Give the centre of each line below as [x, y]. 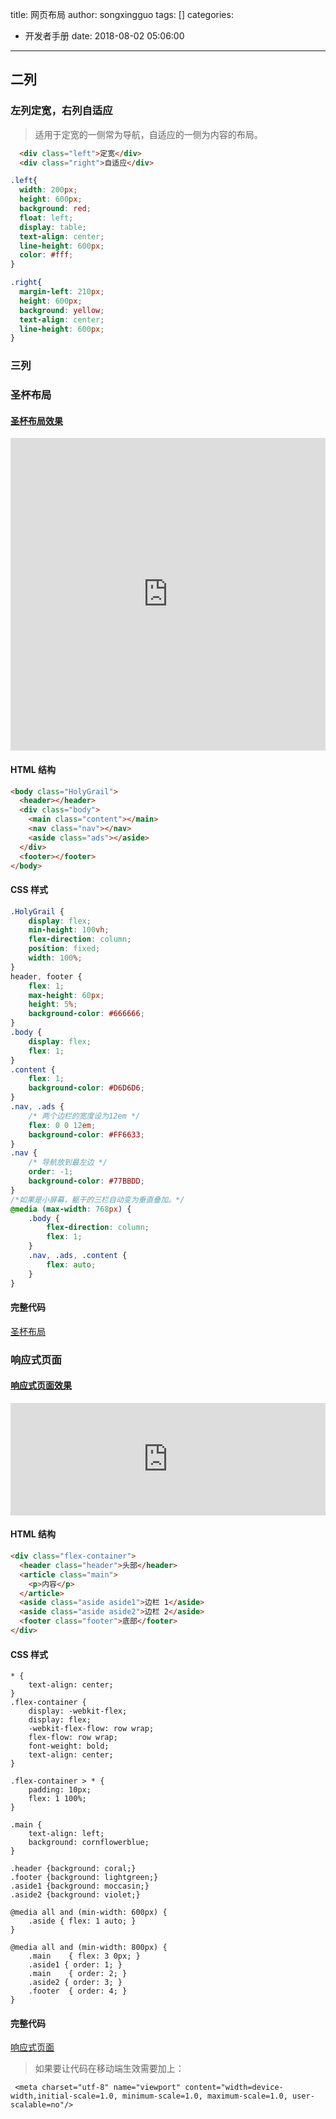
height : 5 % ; [53, 1004]
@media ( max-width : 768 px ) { [71, 1209]
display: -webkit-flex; [78, 1711]
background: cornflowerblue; [89, 1843]
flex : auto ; [71, 1264]
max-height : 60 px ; [66, 995]
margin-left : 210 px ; [62, 292]
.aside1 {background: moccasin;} [80, 1886]
